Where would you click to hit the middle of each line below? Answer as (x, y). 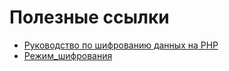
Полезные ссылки (89, 17)
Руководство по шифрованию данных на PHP (121, 45)
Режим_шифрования (68, 55)
